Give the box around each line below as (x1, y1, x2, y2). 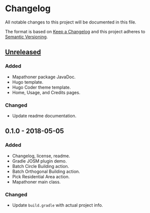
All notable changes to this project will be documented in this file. (5, 19, 137, 25)
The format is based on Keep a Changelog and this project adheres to (5, 28, 146, 34)
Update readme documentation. (12, 113, 77, 118)
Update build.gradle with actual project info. (12, 202, 104, 208)
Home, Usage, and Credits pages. (12, 89, 81, 95)
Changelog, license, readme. (12, 153, 70, 159)
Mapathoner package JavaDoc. (12, 74, 76, 80)
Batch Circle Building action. (12, 163, 69, 169)
